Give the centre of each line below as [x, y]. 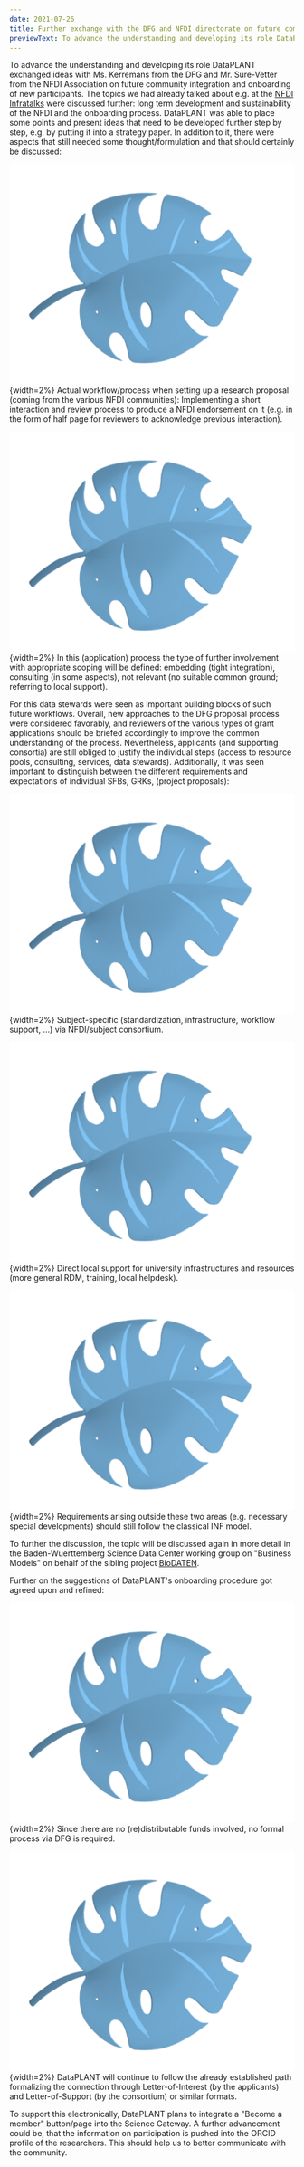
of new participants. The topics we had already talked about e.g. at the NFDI [152, 94]
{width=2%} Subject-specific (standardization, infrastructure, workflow [142, 1020]
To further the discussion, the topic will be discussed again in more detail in [150, 1543]
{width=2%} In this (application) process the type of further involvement [144, 658]
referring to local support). [59, 687]
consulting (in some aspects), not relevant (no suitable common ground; [144, 677]
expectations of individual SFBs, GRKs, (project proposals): [119, 781]
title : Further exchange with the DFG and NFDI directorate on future [145, 29]
